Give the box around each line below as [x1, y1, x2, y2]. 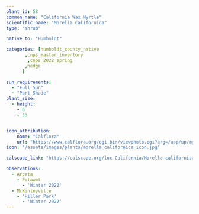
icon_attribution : [6, 128, 52, 134]
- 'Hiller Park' [17, 193, 57, 199]
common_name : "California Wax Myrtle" [6, 14, 102, 20]
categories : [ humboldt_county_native [6, 47, 99, 53]
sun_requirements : [6, 79, 52, 85]
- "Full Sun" [11, 85, 44, 90]
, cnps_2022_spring [27, 57, 73, 63]
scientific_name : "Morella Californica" [6, 20, 108, 25]
